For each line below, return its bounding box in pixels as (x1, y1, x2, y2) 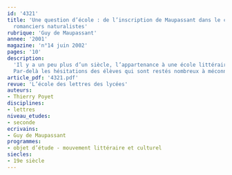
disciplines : (7, 100, 45, 107)
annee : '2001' (7, 36, 48, 43)
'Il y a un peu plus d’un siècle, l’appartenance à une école (13, 61, 196, 68)
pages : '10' (7, 49, 41, 56)
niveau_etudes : (7, 112, 51, 119)
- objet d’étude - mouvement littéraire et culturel (7, 145, 162, 152)
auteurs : (7, 87, 32, 94)
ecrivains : (7, 125, 39, 132)
